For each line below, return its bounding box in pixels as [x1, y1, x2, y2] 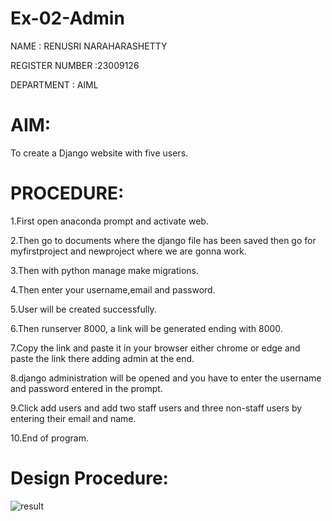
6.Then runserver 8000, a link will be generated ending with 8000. [10, 322, 283, 334]
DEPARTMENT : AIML [10, 78, 99, 91]
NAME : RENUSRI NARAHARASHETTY [10, 40, 168, 52]
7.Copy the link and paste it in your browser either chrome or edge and [10, 342, 301, 354]
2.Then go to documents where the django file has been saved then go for [10, 234, 317, 246]
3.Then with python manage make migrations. [10, 264, 200, 276]
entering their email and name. [10, 412, 137, 424]
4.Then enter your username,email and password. [10, 283, 216, 296]
